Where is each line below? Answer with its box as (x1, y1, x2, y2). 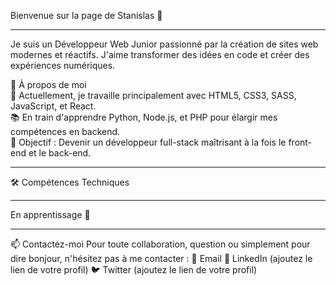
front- (288, 136, 313, 148)
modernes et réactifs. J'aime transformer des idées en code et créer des (10, 49, 310, 60)
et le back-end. (28, 147, 92, 159)
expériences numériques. (10, 60, 116, 71)
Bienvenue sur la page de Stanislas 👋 (10, 10, 163, 21)
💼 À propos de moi (10, 79, 87, 90)
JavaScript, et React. (10, 100, 97, 112)
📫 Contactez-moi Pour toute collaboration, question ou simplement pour (10, 238, 311, 250)
